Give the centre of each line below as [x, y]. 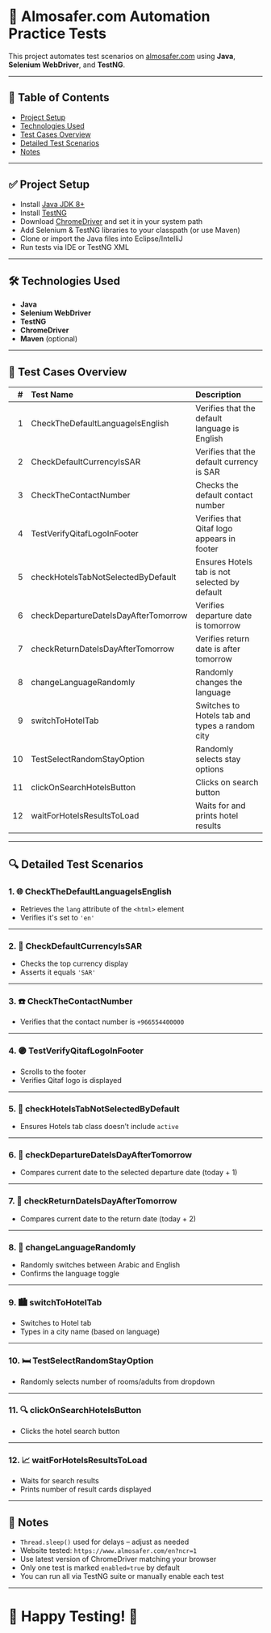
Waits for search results [59, 1481]
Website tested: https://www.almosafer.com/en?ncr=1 [108, 1550]
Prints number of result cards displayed [85, 1489]
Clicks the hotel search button [70, 1431]
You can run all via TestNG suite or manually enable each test [122, 1576]
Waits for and [221, 806]
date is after [218, 649]
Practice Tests [58, 34]
